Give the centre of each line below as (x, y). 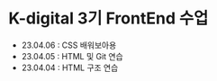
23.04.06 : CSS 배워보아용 (69, 45)
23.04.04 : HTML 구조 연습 (70, 67)
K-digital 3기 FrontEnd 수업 (108, 18)
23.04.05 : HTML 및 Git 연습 (72, 56)
